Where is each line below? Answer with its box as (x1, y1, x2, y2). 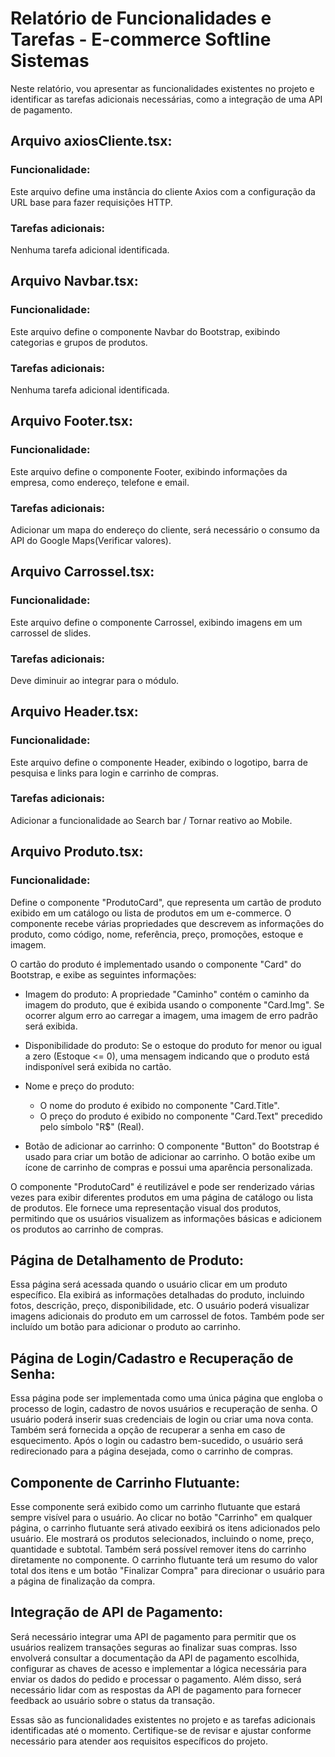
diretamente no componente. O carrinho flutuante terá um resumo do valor (10, 1553, 318, 1566)
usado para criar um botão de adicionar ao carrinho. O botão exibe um (24, 1150, 316, 1162)
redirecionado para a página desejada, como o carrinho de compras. (10, 1445, 294, 1457)
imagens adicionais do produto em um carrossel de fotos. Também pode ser (10, 1310, 325, 1322)
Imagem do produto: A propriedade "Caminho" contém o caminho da (24, 988, 310, 1000)
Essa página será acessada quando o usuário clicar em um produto (10, 1278, 288, 1291)
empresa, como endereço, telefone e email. (10, 476, 190, 488)
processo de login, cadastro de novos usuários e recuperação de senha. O (10, 1403, 318, 1415)
